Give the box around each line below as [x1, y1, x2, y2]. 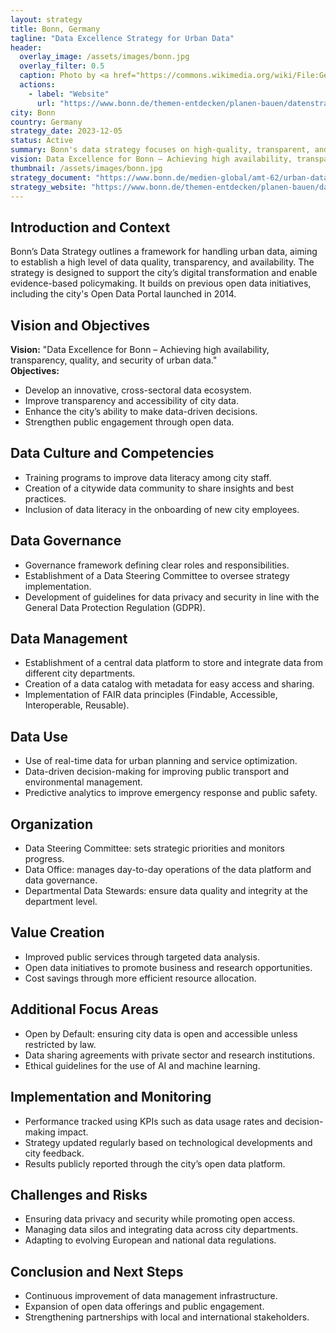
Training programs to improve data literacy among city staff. [24, 471, 272, 483]
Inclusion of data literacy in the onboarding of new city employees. [24, 503, 300, 515]
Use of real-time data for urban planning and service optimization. [24, 755, 298, 767]
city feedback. [24, 1147, 85, 1159]
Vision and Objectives [10, 317, 151, 334]
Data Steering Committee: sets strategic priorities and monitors [24, 842, 285, 855]
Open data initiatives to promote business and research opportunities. [24, 961, 313, 973]
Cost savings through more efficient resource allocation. [24, 972, 257, 984]
